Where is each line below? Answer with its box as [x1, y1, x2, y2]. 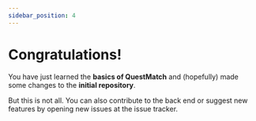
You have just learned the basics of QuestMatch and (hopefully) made [8, 72, 239, 81]
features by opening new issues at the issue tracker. [8, 104, 179, 113]
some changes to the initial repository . [8, 80, 136, 89]
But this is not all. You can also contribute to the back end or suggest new [8, 96, 248, 105]
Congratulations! [8, 45, 122, 63]
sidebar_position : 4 [8, 11, 77, 20]
